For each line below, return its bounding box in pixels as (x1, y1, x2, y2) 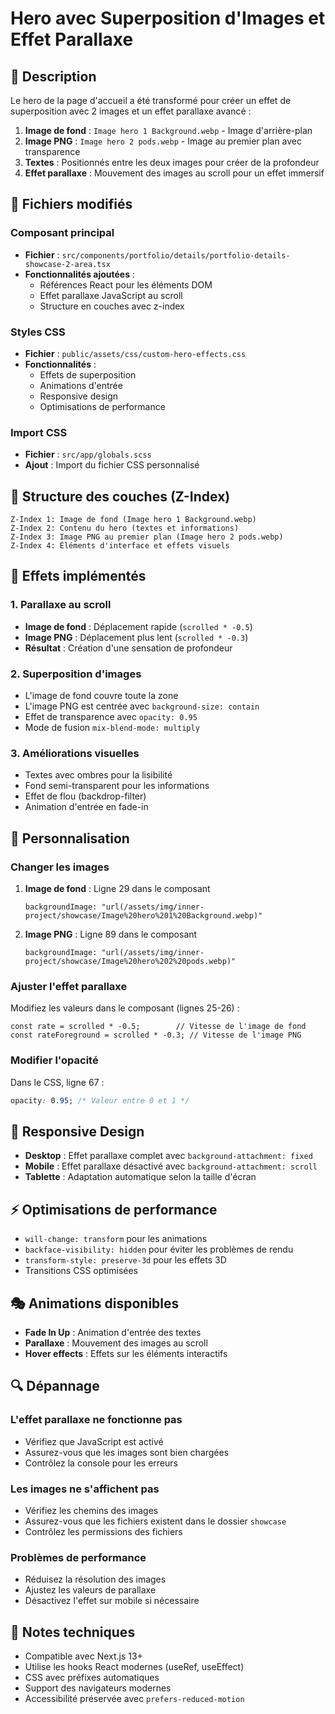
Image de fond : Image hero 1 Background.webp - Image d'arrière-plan (24, 125, 313, 136)
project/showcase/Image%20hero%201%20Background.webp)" (24, 911, 263, 921)
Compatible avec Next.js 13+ (24, 1650, 143, 1662)
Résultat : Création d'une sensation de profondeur (24, 642, 233, 654)
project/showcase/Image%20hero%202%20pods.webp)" (24, 957, 237, 967)
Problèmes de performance (10, 1550, 147, 1564)
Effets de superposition (39, 368, 137, 381)
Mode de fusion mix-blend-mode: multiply (24, 722, 200, 734)
